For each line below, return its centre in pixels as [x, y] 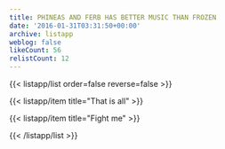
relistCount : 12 [39, 59]
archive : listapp [41, 34]
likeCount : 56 [36, 51]
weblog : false [36, 42]
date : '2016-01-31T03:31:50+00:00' [75, 26]
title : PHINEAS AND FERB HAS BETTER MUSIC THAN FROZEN [113, 17]
